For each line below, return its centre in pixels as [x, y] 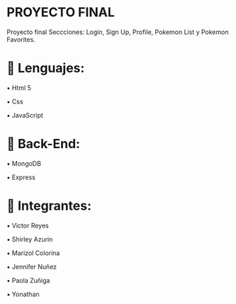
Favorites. [21, 39]
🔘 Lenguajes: [46, 68]
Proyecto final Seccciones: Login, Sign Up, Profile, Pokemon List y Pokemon [118, 32]
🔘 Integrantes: [49, 206]
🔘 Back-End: [44, 144]
